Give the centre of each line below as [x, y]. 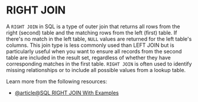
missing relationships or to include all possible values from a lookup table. [96, 70]
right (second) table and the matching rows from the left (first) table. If [92, 32]
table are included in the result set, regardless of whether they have [89, 57]
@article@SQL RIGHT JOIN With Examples [67, 93]
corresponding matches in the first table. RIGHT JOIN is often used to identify [99, 64]
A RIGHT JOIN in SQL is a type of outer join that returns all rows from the [93, 26]
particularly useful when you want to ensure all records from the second [94, 51]
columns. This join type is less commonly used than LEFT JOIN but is [90, 45]
